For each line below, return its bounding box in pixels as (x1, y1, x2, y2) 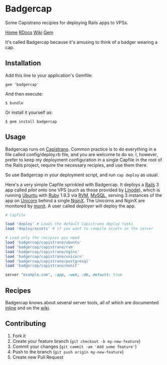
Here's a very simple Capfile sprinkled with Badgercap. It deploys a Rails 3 (5, 181, 159, 187)
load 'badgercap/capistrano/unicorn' (5, 254, 84, 259)
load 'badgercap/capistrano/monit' (5, 263, 80, 269)
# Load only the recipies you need (5, 235, 80, 240)
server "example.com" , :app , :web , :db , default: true (5, 272, 122, 278)
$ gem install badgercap (5, 119, 57, 124)
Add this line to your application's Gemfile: (5, 72, 93, 78)
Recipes (5, 286, 31, 295)
